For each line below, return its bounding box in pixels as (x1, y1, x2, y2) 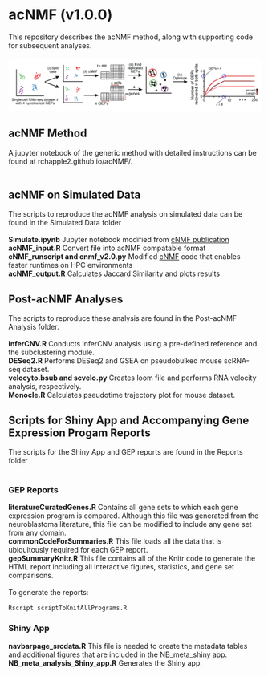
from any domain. (8, 528, 67, 538)
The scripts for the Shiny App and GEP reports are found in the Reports (8, 447, 243, 457)
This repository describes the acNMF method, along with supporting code (8, 32, 254, 42)
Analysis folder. (8, 322, 59, 332)
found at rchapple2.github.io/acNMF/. (8, 156, 133, 166)
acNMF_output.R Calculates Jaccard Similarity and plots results (8, 269, 221, 278)
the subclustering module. (8, 347, 95, 358)
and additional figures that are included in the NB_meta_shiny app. (8, 650, 228, 659)
